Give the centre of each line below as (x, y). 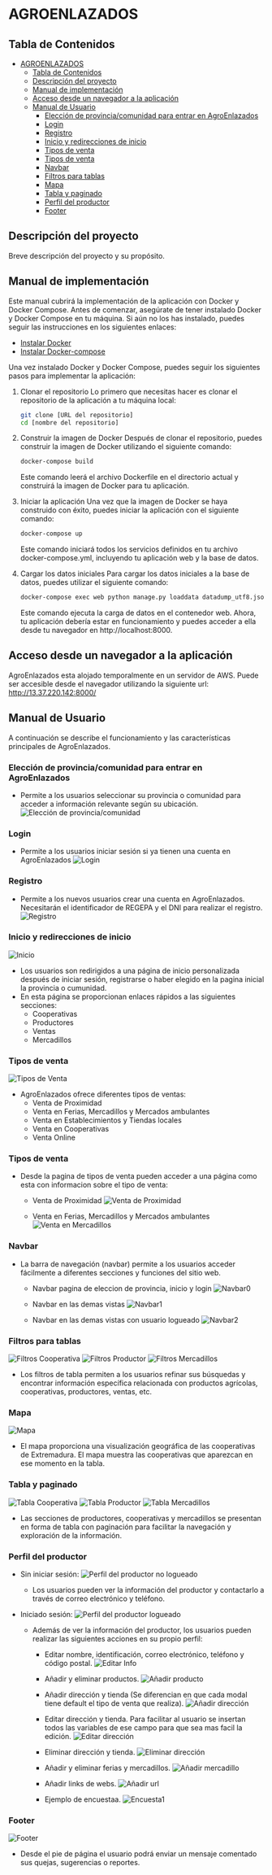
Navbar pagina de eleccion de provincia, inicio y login (122, 1288)
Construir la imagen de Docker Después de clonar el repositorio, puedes (141, 438)
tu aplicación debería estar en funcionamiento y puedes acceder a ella (138, 621)
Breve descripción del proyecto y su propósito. (86, 255)
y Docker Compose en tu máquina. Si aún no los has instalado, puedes (127, 318)
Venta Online (54, 1138)
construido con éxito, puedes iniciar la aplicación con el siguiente (130, 510)
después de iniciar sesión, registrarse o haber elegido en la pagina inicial (142, 979)
